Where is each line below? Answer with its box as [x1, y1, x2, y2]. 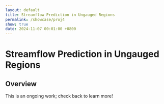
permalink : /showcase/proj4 [5, 17, 65, 22]
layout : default [5, 7, 40, 13]
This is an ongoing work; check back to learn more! [5, 93, 113, 99]
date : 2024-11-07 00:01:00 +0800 [5, 27, 76, 32]
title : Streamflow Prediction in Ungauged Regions [5, 12, 115, 17]
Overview [5, 80, 37, 88]
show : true [5, 21, 29, 27]
